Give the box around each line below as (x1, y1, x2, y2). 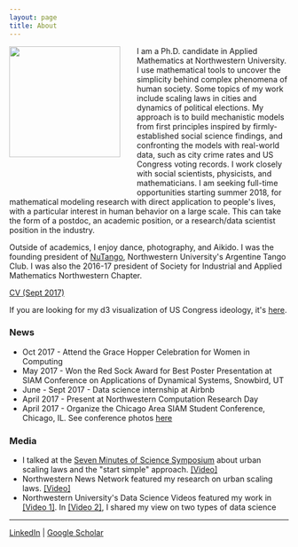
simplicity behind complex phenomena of (137, 74, 288, 84)
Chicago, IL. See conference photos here (21, 412, 173, 423)
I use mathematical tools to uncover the (137, 64, 281, 75)
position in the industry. (9, 224, 96, 235)
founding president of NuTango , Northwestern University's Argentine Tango (9, 251, 286, 262)
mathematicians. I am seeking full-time (137, 177, 278, 188)
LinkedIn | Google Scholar (9, 527, 104, 538)
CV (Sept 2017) (9, 287, 65, 298)
